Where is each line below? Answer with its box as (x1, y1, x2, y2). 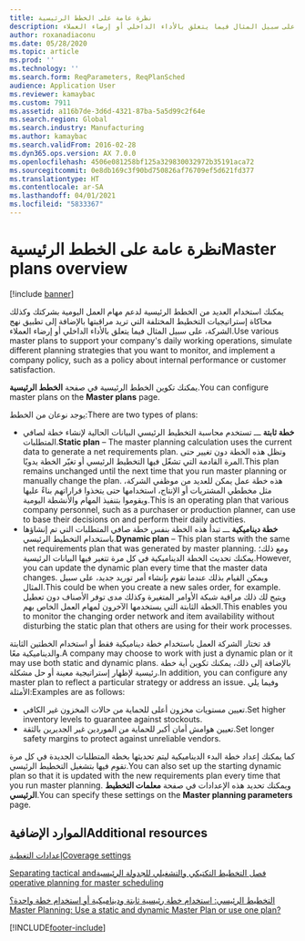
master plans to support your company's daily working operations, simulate (9, 334, 293, 346)
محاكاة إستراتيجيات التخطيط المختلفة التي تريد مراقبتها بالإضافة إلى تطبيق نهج (9, 315, 272, 326)
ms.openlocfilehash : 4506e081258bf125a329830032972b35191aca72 (9, 157, 255, 167)
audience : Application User (9, 81, 117, 90)
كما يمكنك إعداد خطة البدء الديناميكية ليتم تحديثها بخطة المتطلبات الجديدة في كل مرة (9, 751, 296, 762)
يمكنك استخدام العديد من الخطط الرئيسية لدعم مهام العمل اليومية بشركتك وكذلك (9, 306, 284, 317)
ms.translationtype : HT (9, 174, 100, 183)
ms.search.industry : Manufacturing (9, 124, 145, 133)
